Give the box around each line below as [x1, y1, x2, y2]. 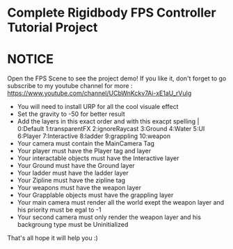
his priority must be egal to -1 [17, 206, 102, 214]
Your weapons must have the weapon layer [17, 184, 141, 192]
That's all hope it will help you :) [7, 234, 99, 242]
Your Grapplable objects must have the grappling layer [17, 191, 174, 199]
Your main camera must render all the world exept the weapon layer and [17, 198, 225, 207]
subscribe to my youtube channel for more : [7, 82, 133, 90]
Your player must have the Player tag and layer [17, 147, 152, 155]
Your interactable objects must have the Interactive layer [17, 154, 179, 162]
